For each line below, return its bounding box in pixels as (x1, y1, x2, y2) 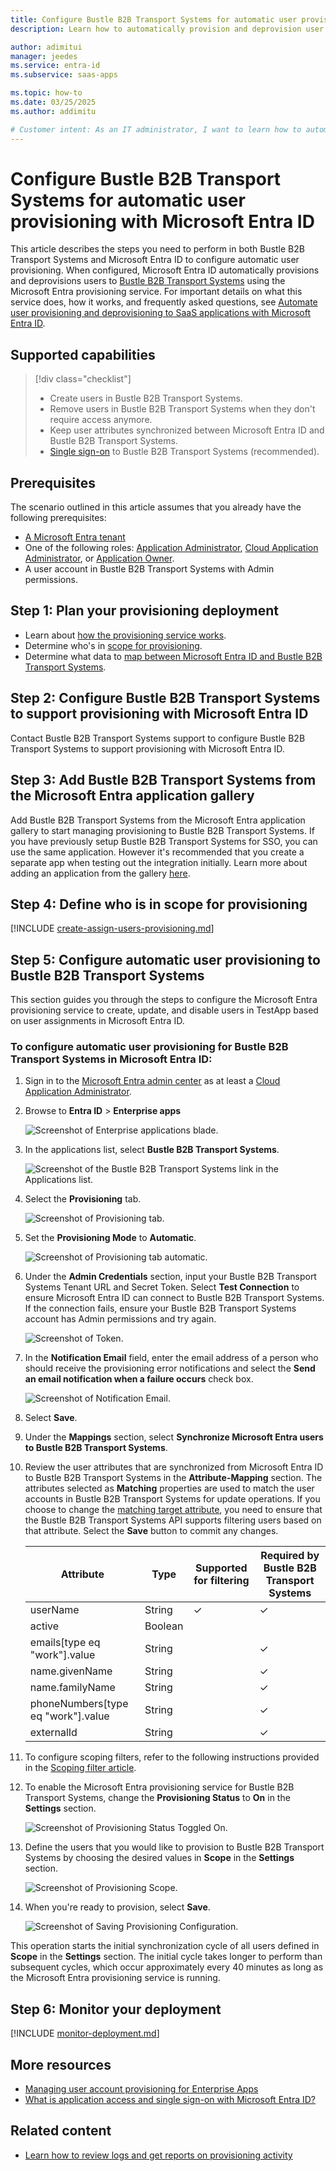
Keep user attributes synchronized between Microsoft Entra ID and (49, 424, 325, 436)
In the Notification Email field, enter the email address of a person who (24, 1352, 319, 1364)
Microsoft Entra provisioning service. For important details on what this (10, 286, 303, 298)
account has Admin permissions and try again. (24, 1313, 217, 1325)
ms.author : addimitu (10, 106, 97, 116)
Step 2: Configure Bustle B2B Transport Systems (10, 690, 321, 707)
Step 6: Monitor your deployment (10, 2001, 222, 2018)
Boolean (144, 1619, 184, 1633)
